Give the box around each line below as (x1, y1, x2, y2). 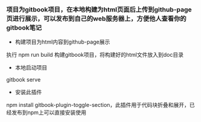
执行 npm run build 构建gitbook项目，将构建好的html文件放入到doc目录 (6, 51, 183, 59)
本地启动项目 (15, 64, 47, 71)
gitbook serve (6, 76, 41, 83)
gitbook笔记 (6, 23, 42, 31)
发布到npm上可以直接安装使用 (11, 109, 87, 116)
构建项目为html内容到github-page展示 (15, 38, 110, 46)
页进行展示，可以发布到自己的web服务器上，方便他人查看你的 (6, 14, 186, 22)
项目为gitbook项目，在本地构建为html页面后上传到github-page (6, 5, 192, 13)
